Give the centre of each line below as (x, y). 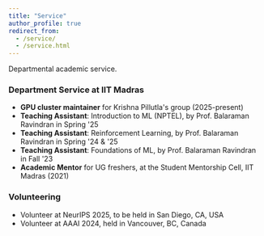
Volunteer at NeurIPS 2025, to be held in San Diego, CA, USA (122, 214)
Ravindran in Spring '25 (59, 124)
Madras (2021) (45, 176)
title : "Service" (38, 16)
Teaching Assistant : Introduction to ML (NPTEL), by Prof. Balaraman (134, 116)
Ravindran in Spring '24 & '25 (69, 141)
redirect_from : (34, 31)
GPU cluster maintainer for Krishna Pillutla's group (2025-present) (132, 107)
